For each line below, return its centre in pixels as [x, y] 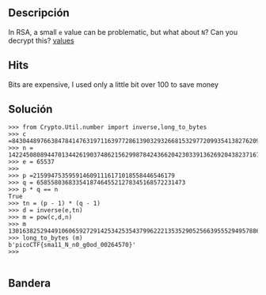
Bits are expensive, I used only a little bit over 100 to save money [114, 84]
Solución [30, 110]
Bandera [30, 283]
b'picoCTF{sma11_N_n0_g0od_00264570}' [72, 245]
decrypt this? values [41, 40]
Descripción [39, 13]
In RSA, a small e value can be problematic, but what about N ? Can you [123, 32]
